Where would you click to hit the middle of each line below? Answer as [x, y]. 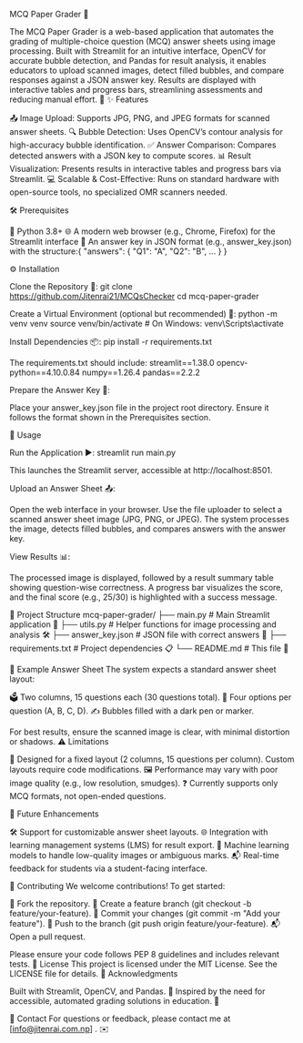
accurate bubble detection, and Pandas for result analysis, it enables [138, 61]
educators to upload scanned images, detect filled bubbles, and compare [147, 70]
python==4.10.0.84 [45, 372]
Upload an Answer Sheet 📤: [62, 488]
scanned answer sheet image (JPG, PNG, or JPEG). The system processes [149, 519]
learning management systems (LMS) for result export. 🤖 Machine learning [149, 845]
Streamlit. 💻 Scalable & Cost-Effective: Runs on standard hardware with [144, 179]
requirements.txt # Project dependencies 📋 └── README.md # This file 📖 [149, 648]
